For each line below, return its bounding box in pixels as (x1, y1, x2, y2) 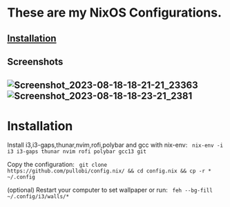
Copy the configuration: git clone (7, 161, 108, 169)
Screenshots (7, 55, 64, 67)
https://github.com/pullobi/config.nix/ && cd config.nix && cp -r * (7, 168, 212, 174)
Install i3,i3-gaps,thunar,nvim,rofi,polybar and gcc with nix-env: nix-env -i (7, 141, 223, 150)
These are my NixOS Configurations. (7, 5, 222, 21)
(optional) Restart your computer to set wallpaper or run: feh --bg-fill (7, 186, 213, 195)
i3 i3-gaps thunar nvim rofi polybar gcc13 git (7, 148, 147, 155)
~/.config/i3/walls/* (7, 193, 70, 200)
